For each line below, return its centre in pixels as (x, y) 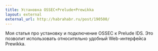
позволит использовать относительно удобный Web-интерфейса (76, 38)
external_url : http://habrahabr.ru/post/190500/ (57, 19)
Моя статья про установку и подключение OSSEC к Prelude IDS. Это (79, 33)
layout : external (24, 14)
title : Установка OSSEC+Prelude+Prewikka (50, 10)
